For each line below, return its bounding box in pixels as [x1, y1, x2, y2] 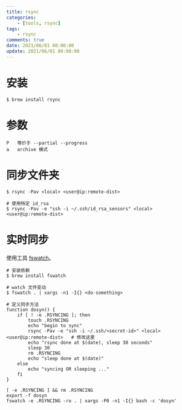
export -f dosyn [6, 392, 47, 399]
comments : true [6, 37, 45, 43]
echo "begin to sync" [28, 322, 83, 328]
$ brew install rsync [6, 96, 61, 103]
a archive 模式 [6, 146, 48, 152]
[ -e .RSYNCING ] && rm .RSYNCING [6, 387, 94, 393]
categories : [6, 15, 36, 21]
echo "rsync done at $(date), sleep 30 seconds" [28, 339, 153, 345]
